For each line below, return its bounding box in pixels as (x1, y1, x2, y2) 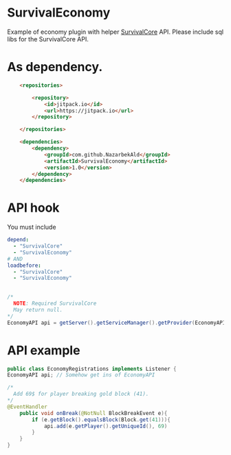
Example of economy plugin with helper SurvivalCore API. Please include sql (7, 28, 224, 36)
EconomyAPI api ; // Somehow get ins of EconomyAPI (7, 372, 155, 378)
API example (7, 343, 80, 358)
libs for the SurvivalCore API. (7, 34, 89, 43)
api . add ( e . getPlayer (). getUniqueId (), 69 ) (43, 423, 168, 429)
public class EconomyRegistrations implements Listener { (7, 365, 177, 372)
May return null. (13, 306, 63, 313)
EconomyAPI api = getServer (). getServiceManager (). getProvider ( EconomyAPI (7, 319, 226, 326)
